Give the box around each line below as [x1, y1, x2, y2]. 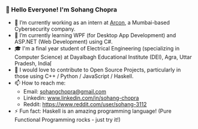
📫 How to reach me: [14, 79, 66, 86]
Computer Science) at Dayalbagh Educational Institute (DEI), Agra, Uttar [14, 53, 193, 61]
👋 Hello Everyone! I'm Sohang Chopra [5, 5, 118, 14]
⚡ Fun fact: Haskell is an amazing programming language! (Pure [14, 107, 172, 115]
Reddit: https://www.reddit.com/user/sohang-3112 [23, 101, 147, 108]
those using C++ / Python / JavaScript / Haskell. [14, 73, 134, 80]
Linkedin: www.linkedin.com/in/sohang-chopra [23, 94, 139, 101]
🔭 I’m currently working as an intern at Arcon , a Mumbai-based [14, 19, 170, 26]
